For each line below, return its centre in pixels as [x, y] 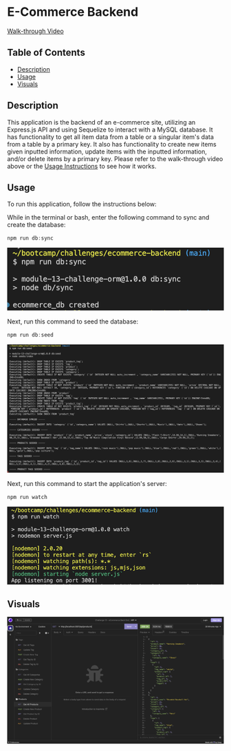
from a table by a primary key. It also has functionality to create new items [112, 144]
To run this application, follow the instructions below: [82, 204]
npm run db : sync [30, 238]
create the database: [36, 225]
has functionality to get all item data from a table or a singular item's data [111, 137]
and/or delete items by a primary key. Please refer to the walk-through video [115, 158]
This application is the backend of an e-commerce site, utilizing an [101, 122]
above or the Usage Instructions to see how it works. [82, 166]
